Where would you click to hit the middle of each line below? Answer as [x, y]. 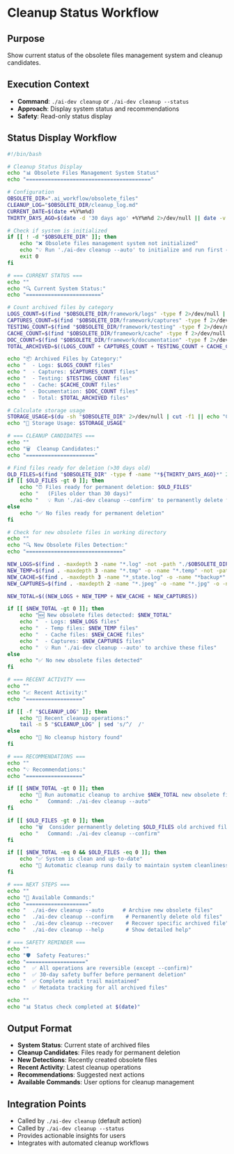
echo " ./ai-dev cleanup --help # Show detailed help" [99, 930]
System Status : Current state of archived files [84, 1045]
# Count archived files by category [60, 308]
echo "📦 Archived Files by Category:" [65, 359]
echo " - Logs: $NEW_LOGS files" [70, 622]
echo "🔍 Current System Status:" [57, 288]
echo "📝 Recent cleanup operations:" [75, 718]
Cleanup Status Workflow [83, 13]
